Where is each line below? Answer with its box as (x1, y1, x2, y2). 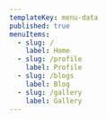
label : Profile (25, 64, 83, 72)
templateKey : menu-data (9, 13, 99, 22)
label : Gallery (25, 96, 83, 106)
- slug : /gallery (17, 88, 83, 97)
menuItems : (9, 30, 50, 38)
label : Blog (25, 80, 70, 89)
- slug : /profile (17, 55, 83, 64)
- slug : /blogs (17, 72, 75, 81)
